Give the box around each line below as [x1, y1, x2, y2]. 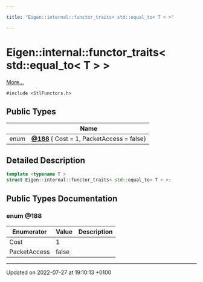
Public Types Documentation [6, 194, 118, 204]
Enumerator [11, 228, 47, 236]
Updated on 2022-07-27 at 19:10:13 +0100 [6, 269, 112, 276]
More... [6, 78, 24, 85]
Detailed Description [6, 155, 86, 165]
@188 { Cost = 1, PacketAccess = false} [31, 134, 146, 143]
